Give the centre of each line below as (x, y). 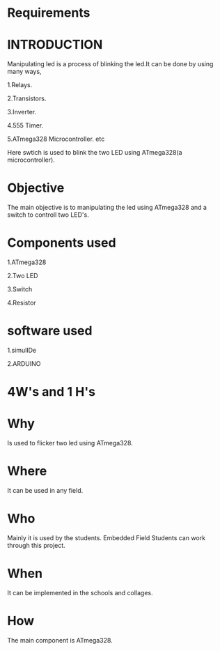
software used (50, 331)
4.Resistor (22, 302)
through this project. (37, 545)
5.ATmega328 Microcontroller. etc (56, 139)
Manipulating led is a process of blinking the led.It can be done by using (110, 64)
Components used (62, 243)
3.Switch (20, 289)
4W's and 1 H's (52, 392)
